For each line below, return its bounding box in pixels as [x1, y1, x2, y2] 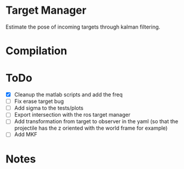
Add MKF [14, 131, 38, 138]
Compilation [5, 44, 67, 58]
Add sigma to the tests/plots [14, 105, 84, 112]
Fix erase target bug [14, 98, 64, 105]
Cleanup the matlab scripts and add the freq [14, 91, 123, 98]
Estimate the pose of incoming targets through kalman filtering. [5, 23, 161, 30]
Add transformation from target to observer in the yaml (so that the [14, 118, 179, 125]
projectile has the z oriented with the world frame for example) [14, 124, 168, 132]
